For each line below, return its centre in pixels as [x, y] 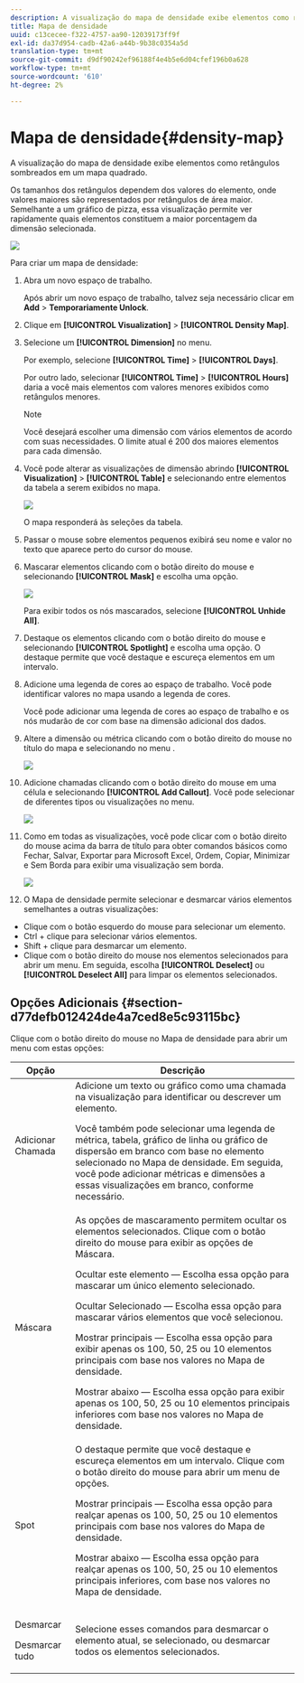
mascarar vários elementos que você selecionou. [179, 1318]
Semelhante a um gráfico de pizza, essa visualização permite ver [131, 209]
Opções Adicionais [64, 1003]
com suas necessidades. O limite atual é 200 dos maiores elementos [151, 441]
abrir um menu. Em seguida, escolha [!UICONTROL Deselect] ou [144, 964]
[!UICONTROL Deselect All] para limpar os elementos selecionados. [150, 974]
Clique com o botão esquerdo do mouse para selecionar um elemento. [154, 926]
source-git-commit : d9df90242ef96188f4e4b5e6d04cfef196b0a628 [129, 60]
